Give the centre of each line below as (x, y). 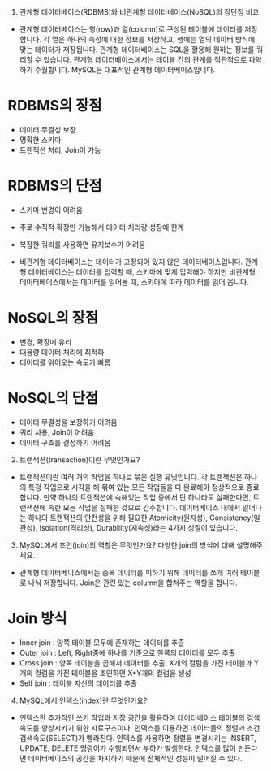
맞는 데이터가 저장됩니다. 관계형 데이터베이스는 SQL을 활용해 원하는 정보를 (137, 50)
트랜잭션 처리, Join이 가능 (60, 149)
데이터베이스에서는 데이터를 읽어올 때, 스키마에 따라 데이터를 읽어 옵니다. (134, 282)
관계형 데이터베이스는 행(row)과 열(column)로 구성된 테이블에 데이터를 (131, 29)
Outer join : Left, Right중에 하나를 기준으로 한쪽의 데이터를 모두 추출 (127, 652)
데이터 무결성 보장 (47, 129)
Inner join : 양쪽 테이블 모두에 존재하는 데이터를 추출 (102, 642)
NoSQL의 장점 (53, 318)
